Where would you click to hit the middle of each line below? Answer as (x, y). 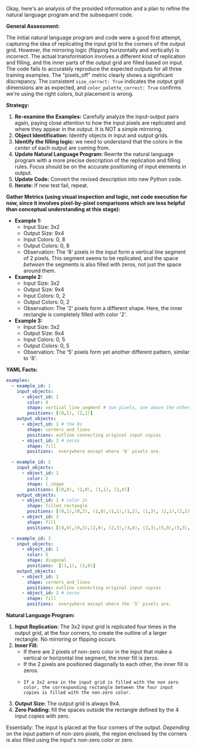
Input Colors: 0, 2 (44, 296)
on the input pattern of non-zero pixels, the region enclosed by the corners (97, 734)
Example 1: (28, 221)
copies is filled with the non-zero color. (77, 693)
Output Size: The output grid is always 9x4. (67, 703)
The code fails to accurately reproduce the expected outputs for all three (94, 69)
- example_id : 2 (31, 462)
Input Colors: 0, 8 (44, 239)
